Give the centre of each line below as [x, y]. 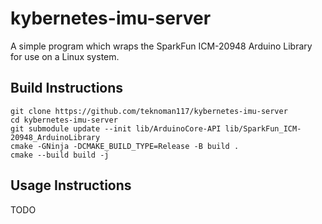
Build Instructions [67, 88]
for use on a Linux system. [65, 56]
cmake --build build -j [60, 155]
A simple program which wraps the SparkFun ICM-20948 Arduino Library [161, 46]
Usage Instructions [71, 185]
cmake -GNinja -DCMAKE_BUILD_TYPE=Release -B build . [125, 146]
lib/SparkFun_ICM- [263, 128]
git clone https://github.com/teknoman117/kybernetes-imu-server [149, 111]
